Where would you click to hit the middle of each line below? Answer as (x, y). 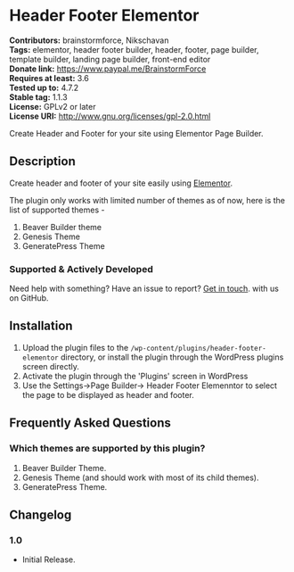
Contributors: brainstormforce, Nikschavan (89, 40)
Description (42, 162)
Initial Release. (49, 560)
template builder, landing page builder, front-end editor (110, 59)
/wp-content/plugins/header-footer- (199, 348)
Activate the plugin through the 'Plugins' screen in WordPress (135, 376)
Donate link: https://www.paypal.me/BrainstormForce (108, 69)
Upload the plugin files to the (75, 347)
